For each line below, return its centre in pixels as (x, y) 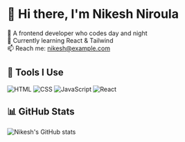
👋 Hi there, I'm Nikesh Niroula (93, 14)
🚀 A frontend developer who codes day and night (77, 33)
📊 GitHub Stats (41, 112)
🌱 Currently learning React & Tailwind (60, 40)
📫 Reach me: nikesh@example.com (59, 48)
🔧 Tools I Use (35, 73)
